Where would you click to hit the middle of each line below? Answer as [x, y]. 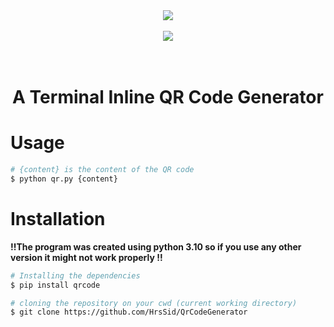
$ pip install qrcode [55, 285]
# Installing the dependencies [75, 275]
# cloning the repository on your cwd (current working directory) [154, 303]
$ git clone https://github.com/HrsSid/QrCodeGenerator [129, 312]
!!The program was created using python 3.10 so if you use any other [156, 246]
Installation [58, 219]
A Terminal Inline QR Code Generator [168, 97]
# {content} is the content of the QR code [102, 170]
